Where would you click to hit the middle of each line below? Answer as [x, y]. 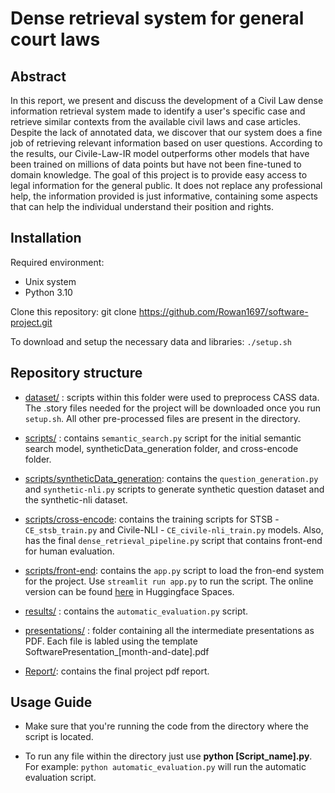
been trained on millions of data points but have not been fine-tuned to [156, 164]
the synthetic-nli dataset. [76, 499]
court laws [55, 39]
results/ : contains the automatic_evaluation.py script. [136, 611]
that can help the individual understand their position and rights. [142, 206]
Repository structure [76, 373]
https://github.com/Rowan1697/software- [223, 311]
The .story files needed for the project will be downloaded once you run [172, 408]
